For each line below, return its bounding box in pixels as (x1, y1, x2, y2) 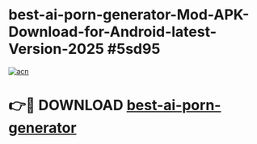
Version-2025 (8, 40, 105, 58)
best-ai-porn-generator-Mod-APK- (8, 6, 250, 24)
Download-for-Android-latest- (8, 23, 217, 41)
